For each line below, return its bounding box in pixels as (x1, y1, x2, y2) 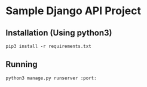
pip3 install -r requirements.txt (5, 43, 92, 49)
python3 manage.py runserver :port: (5, 75, 97, 81)
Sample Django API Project (5, 4, 142, 18)
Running (5, 59, 38, 69)
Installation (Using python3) (5, 28, 112, 38)
